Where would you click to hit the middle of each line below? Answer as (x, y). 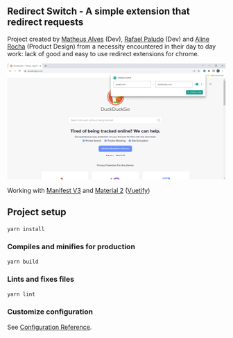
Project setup (37, 212)
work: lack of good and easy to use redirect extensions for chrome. (103, 53)
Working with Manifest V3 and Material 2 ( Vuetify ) (79, 191)
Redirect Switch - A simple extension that (98, 11)
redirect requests (45, 23)
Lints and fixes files (41, 279)
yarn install (26, 229)
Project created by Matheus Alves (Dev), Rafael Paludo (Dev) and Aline (109, 39)
